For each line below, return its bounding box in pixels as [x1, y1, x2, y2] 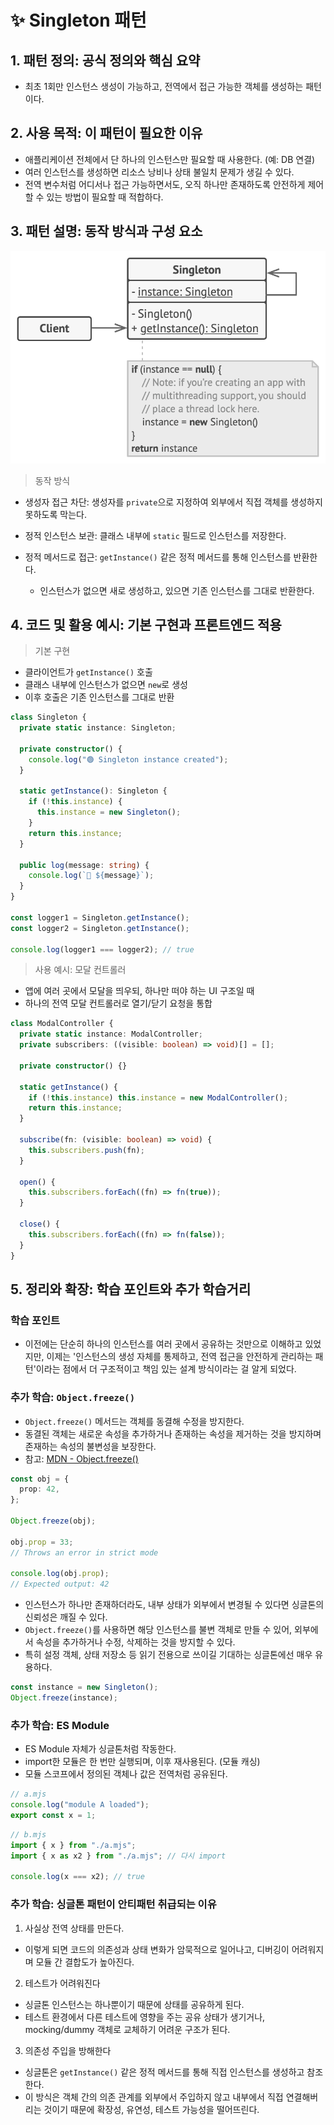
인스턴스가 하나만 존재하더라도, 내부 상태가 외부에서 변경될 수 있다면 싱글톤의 [24, 1599, 325, 1611]
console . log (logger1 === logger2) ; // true [10, 944, 195, 955]
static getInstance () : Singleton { [19, 786, 168, 796]
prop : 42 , [19, 1484, 60, 1495]
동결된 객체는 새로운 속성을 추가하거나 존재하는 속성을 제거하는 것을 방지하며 [24, 1427, 322, 1440]
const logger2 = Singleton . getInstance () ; [10, 923, 190, 933]
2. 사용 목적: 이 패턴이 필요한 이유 [10, 125, 203, 142]
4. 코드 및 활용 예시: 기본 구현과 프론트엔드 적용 [10, 616, 282, 633]
